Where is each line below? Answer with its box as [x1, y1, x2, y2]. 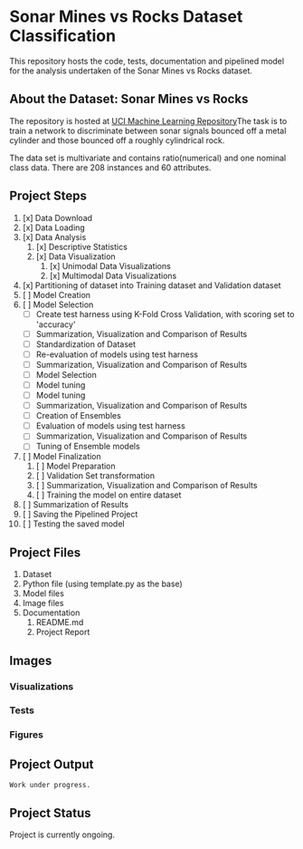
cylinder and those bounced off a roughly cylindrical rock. [9, 134, 225, 146]
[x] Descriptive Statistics [35, 241, 128, 252]
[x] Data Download [22, 212, 93, 223]
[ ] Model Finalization [22, 451, 101, 462]
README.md [35, 617, 84, 628]
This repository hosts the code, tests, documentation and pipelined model [9, 55, 285, 66]
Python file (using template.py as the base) [22, 578, 183, 590]
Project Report [35, 627, 90, 638]
